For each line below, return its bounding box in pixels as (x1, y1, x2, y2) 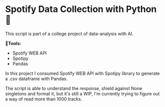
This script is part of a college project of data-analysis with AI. (5, 30, 133, 36)
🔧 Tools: (5, 40, 21, 46)
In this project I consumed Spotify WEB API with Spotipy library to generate (5, 70, 160, 76)
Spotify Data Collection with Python (5, 3, 157, 15)
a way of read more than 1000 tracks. (5, 96, 82, 102)
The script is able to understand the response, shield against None (5, 85, 142, 91)
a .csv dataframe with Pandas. (5, 75, 68, 81)
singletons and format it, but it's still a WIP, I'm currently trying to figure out (5, 90, 160, 96)
